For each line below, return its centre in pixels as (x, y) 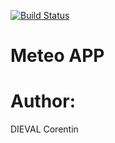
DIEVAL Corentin (44, 129)
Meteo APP (57, 56)
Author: (43, 101)
